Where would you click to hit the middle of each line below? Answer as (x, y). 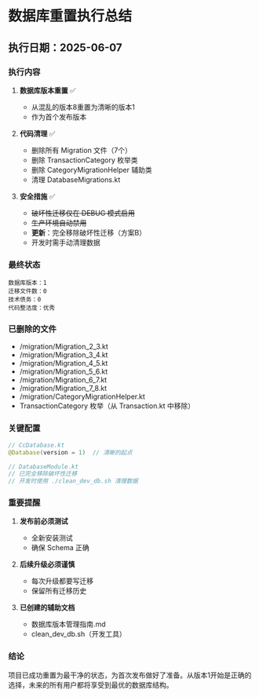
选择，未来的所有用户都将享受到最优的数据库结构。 (91, 684)
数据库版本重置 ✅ (47, 90)
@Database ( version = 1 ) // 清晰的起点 (70, 452)
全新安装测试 (52, 538)
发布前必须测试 (44, 521)
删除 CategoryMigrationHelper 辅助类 (91, 170)
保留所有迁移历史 (59, 591)
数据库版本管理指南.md (68, 624)
